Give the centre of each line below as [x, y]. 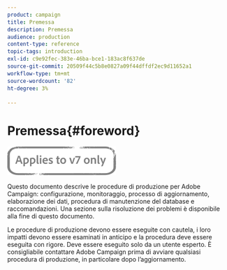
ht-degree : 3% [28, 88]
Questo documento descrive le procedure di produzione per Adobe [104, 187]
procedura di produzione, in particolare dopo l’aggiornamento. [97, 260]
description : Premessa [40, 29]
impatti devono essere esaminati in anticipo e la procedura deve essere [110, 237]
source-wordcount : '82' [42, 81]
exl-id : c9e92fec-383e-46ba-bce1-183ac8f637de [76, 59]
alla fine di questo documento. [51, 216]
